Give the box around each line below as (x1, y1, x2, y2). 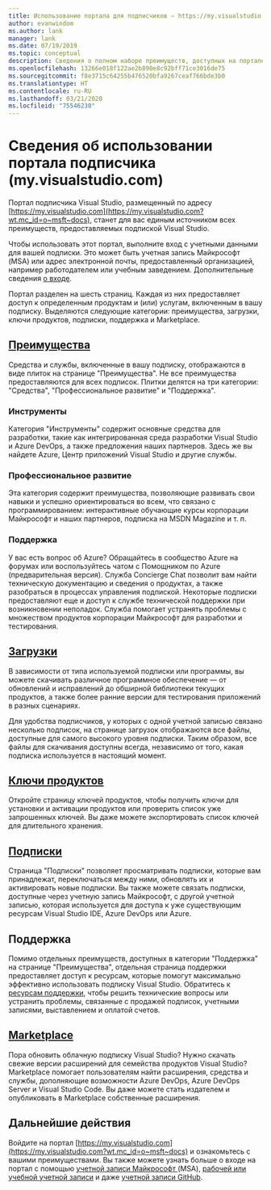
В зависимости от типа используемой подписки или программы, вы (8, 666, 244, 675)
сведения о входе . (8, 274, 73, 284)
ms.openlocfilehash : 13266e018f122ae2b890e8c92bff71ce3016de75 (8, 65, 226, 73)
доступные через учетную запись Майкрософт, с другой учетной (8, 892, 235, 902)
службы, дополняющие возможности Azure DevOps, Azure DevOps (8, 1075, 240, 1085)
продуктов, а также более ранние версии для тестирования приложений (8, 692, 261, 701)
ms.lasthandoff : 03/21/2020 (8, 95, 103, 103)
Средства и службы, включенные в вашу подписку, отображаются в (8, 360, 246, 369)
